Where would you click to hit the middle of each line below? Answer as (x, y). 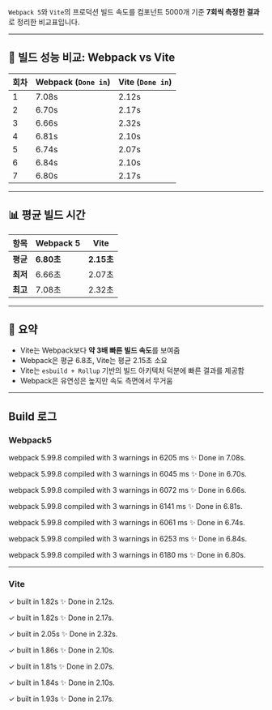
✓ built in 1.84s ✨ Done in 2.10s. (62, 682)
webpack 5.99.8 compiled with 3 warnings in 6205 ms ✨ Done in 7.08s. (127, 458)
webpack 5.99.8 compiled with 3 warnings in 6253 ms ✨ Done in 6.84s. (128, 539)
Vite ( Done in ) (145, 82)
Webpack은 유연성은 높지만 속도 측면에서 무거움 (96, 381)
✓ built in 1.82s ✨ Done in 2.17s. (61, 618)
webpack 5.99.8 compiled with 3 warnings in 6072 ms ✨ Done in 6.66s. (127, 490)
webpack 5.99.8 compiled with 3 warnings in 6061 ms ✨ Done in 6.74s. (127, 523)
